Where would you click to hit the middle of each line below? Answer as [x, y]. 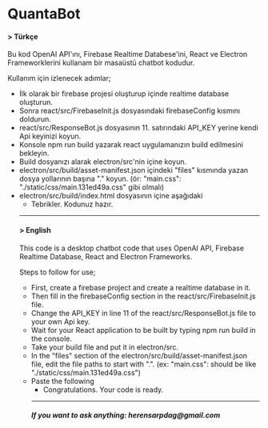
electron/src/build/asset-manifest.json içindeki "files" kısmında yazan [134, 170]
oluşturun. [36, 102]
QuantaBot [44, 14]
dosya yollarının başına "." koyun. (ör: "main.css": [100, 179]
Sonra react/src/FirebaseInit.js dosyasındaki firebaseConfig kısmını [130, 111]
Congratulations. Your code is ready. [103, 390]
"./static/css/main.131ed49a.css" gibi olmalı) [92, 187]
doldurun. [35, 119]
